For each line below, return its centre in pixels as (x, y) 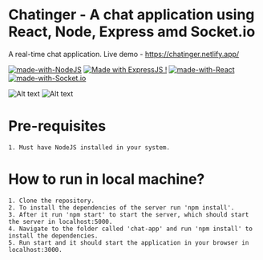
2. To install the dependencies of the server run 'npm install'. (121, 207)
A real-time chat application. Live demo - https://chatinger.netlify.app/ (124, 54)
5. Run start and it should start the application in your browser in (129, 242)
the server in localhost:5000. (61, 221)
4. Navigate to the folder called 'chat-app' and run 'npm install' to (130, 229)
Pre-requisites (57, 126)
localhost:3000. (35, 250)
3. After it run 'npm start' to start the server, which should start (129, 214)
